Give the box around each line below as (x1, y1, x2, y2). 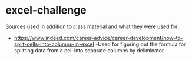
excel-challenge (5, 4, 87, 17)
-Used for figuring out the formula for (95, 41, 186, 48)
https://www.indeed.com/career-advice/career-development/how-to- (14, 34, 184, 41)
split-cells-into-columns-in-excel (14, 41, 95, 48)
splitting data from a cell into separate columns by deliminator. (14, 46, 165, 54)
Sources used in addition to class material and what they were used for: (5, 23, 180, 30)
